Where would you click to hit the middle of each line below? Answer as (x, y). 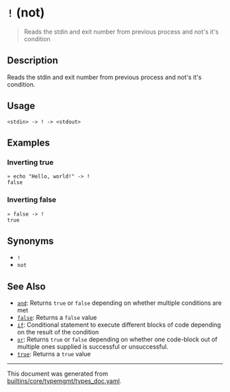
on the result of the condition (58, 332)
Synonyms (30, 241)
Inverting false (32, 200)
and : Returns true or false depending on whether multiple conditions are (119, 303)
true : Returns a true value (54, 354)
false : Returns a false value (57, 318)
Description (33, 61)
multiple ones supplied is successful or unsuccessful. (93, 347)
